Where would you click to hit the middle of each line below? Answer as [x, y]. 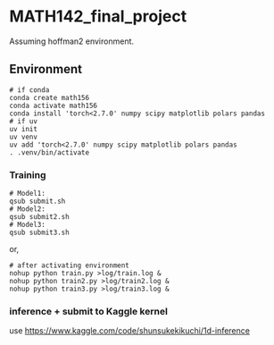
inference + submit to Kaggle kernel [88, 311]
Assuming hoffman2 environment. [72, 41]
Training [28, 174]
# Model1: [28, 194]
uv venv [24, 137]
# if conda [29, 90]
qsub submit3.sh [39, 233]
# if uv [24, 121]
